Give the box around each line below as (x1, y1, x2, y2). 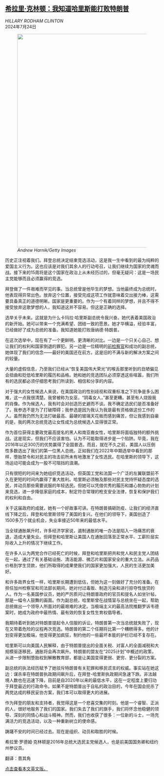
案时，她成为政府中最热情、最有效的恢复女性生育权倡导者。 (5, 609, 125, 615)
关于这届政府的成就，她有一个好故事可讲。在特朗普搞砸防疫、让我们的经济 (5, 505, 155, 511)
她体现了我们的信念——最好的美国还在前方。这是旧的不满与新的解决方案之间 (5, 349, 159, 355)
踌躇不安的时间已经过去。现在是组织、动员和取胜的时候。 (5, 728, 121, 734)
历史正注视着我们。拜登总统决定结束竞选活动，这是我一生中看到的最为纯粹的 (5, 257, 159, 263)
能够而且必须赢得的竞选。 (13, 275, 65, 281)
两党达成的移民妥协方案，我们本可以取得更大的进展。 (5, 689, 112, 695)
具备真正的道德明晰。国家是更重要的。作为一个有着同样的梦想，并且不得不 (9, 298, 159, 304)
